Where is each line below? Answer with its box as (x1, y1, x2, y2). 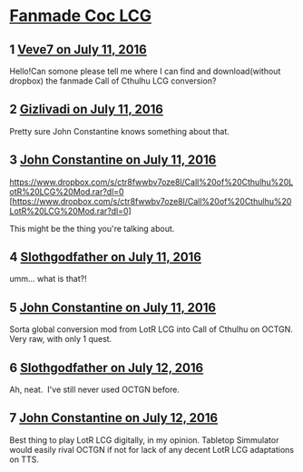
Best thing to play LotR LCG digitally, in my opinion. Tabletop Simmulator (9, 434, 279, 446)
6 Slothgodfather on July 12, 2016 (9, 360, 204, 376)
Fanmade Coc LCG (9, 5, 152, 26)
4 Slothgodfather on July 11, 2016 (9, 249, 202, 265)
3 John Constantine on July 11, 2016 (9, 152, 217, 168)
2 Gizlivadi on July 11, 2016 (9, 102, 163, 117)
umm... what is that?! (9, 274, 88, 285)
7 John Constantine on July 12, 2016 (9, 410, 219, 426)
